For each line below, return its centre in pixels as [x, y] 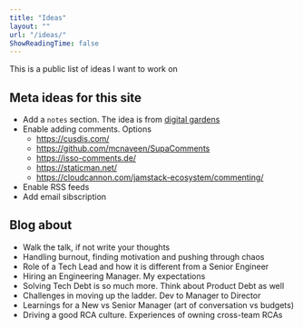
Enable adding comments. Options [87, 129]
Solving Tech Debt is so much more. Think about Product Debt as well [153, 285]
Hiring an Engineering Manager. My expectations [114, 276]
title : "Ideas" [38, 18]
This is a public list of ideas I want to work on [94, 69]
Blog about [41, 225]
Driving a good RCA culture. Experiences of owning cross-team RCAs [152, 314]
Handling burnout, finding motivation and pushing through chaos [143, 256]
